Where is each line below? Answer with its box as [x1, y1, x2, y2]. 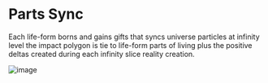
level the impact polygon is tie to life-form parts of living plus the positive [8, 40, 253, 50]
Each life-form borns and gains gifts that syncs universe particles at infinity [8, 32, 260, 41]
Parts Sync [8, 5, 84, 24]
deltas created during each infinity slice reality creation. [8, 49, 195, 59]
